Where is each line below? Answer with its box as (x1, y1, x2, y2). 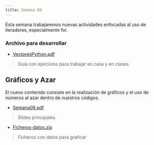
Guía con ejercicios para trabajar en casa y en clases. (17, 61, 130, 67)
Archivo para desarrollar (5, 39, 67, 46)
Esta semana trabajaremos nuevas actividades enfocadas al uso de (5, 21, 146, 27)
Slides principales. (17, 114, 57, 120)
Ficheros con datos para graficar (17, 134, 87, 140)
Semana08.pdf (12, 104, 44, 110)
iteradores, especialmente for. (5, 26, 68, 33)
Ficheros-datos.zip (12, 124, 52, 130)
